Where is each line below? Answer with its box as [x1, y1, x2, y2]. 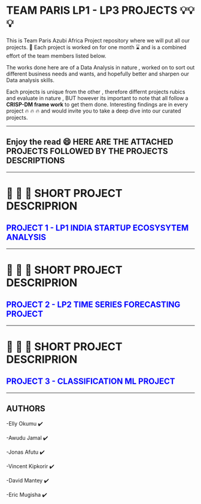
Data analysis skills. [6, 76, 55, 84]
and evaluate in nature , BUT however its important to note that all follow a [6, 94, 188, 102]
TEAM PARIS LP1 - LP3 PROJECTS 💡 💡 [6, 4, 195, 17]
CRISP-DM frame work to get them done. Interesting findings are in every [6, 101, 188, 108]
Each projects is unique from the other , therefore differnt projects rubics [6, 88, 185, 95]
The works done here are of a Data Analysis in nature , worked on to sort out [6, 63, 195, 71]
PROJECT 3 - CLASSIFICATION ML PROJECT [6, 377, 175, 387]
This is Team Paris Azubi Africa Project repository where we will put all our [6, 37, 190, 44]
